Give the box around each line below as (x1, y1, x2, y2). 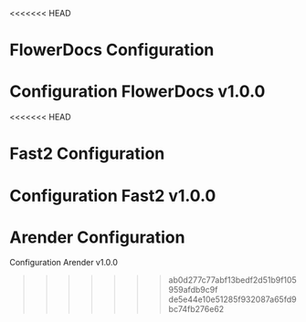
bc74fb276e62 (168, 304, 225, 315)
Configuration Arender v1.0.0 (9, 257, 119, 268)
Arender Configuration (9, 227, 185, 247)
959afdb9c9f (168, 285, 218, 296)
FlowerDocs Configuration (9, 40, 215, 60)
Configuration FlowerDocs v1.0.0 (9, 81, 266, 102)
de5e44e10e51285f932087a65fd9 (168, 294, 297, 305)
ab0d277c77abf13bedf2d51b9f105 (168, 275, 297, 286)
